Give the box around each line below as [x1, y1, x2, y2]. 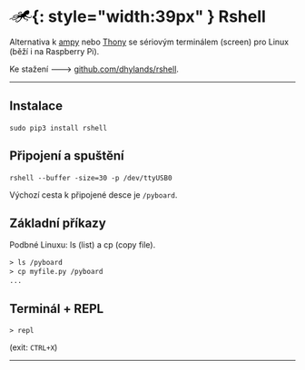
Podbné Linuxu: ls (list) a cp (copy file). [9, 239, 156, 250]
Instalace [9, 98, 64, 114]
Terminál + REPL [9, 301, 104, 316]
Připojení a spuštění [9, 148, 124, 164]
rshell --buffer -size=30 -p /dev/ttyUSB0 [9, 173, 172, 182]
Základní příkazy [9, 215, 106, 230]
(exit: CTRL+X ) [9, 342, 58, 353]
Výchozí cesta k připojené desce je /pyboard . [9, 189, 178, 200]
